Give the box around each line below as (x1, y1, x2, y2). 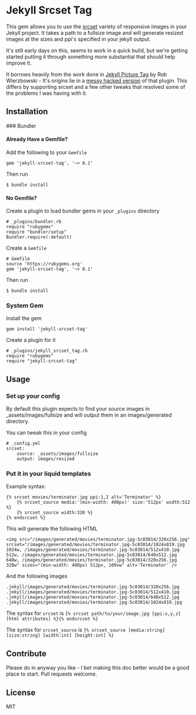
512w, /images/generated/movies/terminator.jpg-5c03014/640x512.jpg (6, 552, 177, 558)
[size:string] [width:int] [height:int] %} (6, 633, 114, 638)
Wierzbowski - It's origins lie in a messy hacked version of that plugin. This (6, 77, 188, 84)
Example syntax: (6, 483, 46, 490)
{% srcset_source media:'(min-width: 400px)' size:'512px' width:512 (16, 500, 191, 506)
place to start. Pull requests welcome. (6, 670, 97, 677)
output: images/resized (16, 456, 75, 462)
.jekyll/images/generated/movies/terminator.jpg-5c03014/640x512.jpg (6, 594, 180, 600)
